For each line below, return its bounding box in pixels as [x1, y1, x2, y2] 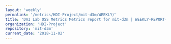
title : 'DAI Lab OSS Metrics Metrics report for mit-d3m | [5, 17, 133, 22]
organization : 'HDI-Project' [5, 21, 67, 27]
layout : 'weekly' [5, 7, 42, 13]
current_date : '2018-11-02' [5, 31, 65, 36]
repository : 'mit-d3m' [5, 26, 53, 31]
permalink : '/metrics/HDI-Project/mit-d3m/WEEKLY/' [5, 12, 117, 17]
